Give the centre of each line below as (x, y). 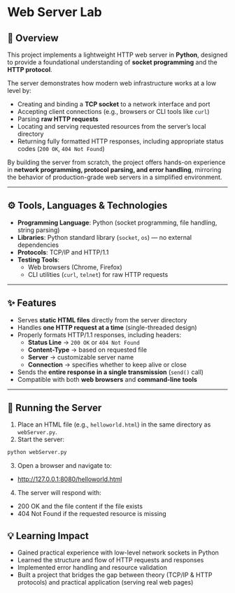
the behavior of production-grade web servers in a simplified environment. (115, 177)
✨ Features (32, 303)
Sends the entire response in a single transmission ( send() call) (111, 372)
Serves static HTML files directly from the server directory (102, 320)
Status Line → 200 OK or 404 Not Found (84, 342)
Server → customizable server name (81, 357)
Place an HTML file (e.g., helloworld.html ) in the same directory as (114, 424)
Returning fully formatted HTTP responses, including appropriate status (120, 141)
